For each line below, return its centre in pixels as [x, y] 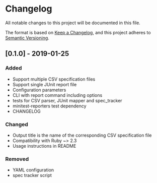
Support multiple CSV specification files [54, 79]
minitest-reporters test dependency [49, 106]
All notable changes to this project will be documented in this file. [73, 23]
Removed [17, 159]
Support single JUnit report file [45, 84]
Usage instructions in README [44, 146]
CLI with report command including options [57, 95]
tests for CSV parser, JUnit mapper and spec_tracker [67, 100]
